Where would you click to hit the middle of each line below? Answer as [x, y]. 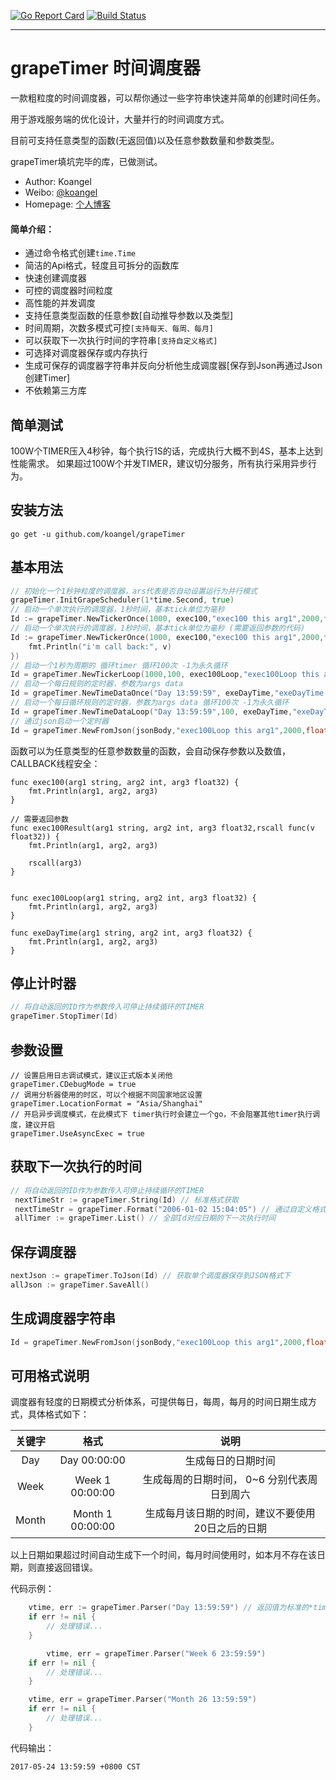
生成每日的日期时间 [230, 1461]
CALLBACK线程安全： [55, 763]
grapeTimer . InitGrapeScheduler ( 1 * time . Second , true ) [122, 600]
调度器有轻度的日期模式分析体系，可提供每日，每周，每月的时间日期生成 [159, 1402]
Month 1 [93, 1514]
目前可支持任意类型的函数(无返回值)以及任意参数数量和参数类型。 [145, 140]
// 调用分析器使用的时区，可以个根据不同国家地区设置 [106, 1095]
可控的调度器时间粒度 [68, 291]
